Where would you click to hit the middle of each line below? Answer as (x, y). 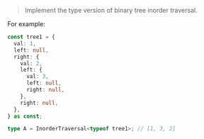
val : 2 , (31, 63)
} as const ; (25, 116)
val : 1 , (25, 43)
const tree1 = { (31, 37)
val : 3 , (38, 77)
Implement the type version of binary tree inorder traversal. (111, 10)
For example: (27, 24)
